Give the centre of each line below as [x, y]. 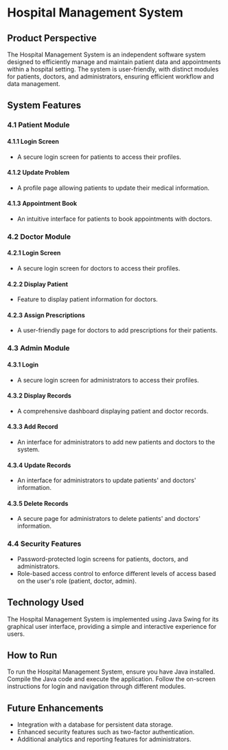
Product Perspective [52, 38]
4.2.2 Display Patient [38, 284]
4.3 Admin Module [38, 348]
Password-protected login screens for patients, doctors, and [103, 559]
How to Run [32, 655]
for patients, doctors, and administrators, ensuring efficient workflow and [111, 76]
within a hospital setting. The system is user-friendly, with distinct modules [113, 69]
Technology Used [46, 602]
